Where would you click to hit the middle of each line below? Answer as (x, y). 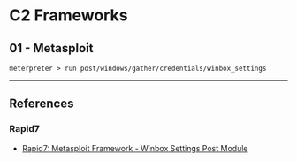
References (42, 104)
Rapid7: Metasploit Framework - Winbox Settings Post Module (135, 148)
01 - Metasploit (51, 48)
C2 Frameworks (69, 15)
